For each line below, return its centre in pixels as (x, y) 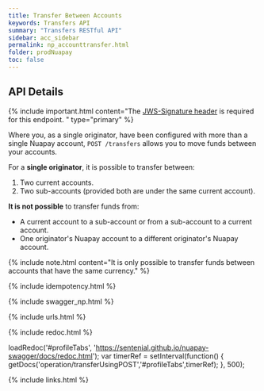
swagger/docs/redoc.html (50, 356)
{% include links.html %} (48, 379)
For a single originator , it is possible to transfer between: (102, 167)
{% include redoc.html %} (51, 332)
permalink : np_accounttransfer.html (69, 45)
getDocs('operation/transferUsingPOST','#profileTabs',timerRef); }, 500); (126, 364)
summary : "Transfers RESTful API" (65, 30)
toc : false (26, 60)
